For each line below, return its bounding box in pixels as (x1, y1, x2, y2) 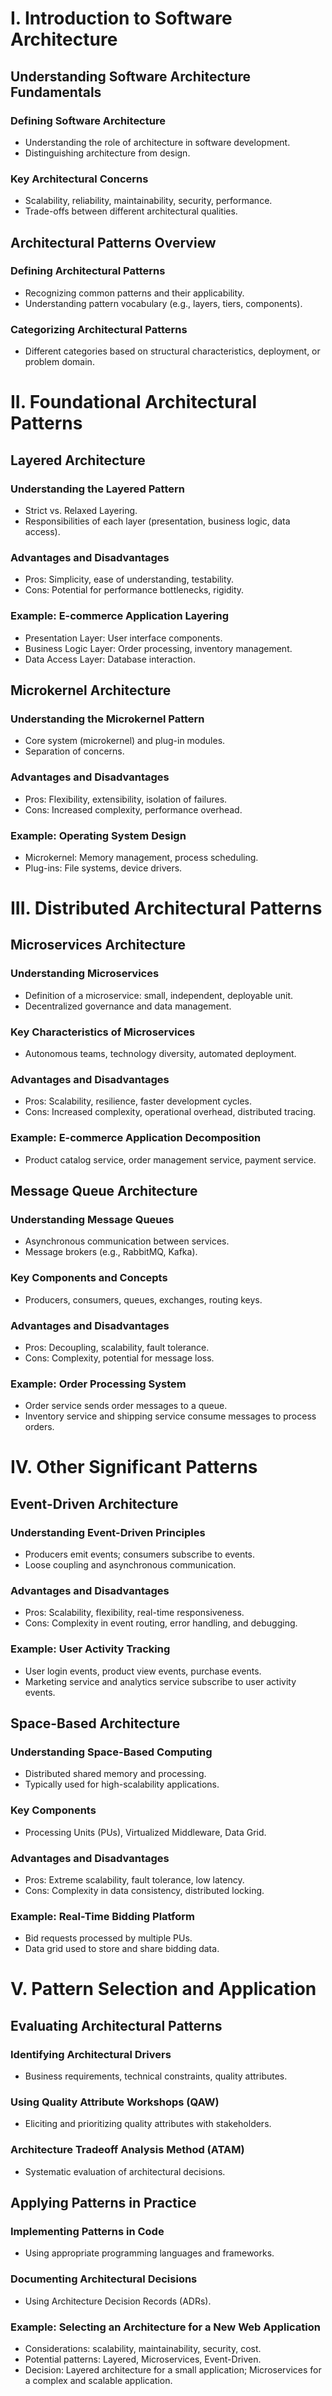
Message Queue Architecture (10, 1183, 198, 1200)
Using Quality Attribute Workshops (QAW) (10, 2095, 220, 2109)
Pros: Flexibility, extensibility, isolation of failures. (24, 793, 228, 805)
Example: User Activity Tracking (10, 1642, 171, 1656)
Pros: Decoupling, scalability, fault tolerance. (24, 1341, 210, 1353)
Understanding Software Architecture (10, 68, 252, 85)
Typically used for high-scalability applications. (24, 1778, 220, 1791)
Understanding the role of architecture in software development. (24, 136, 291, 148)
